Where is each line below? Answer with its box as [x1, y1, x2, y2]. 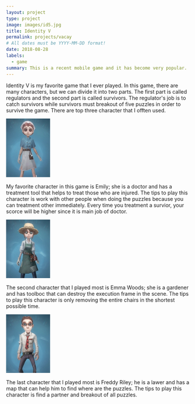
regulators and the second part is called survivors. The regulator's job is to [6, 94, 186, 101]
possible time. [6, 302, 40, 310]
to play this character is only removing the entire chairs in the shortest [6, 296, 175, 303]
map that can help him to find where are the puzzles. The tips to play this [6, 385, 182, 392]
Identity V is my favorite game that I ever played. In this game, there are [6, 82, 179, 89]
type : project [6, 15, 41, 22]
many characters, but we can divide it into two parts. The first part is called [6, 88, 187, 95]
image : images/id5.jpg [6, 22, 61, 28]
